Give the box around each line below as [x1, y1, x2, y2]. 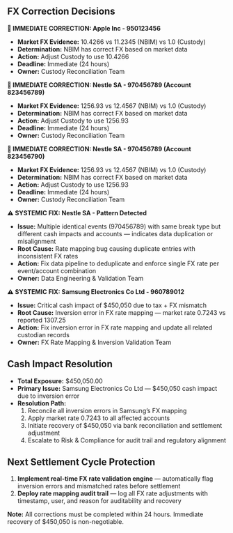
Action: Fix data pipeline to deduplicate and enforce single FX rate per [17, 259, 220, 268]
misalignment [17, 237, 56, 245]
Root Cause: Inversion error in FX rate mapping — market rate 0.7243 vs [17, 308, 226, 316]
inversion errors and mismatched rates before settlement [17, 482, 181, 490]
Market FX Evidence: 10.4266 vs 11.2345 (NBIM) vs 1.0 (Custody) [17, 38, 207, 46]
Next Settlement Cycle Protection [7, 456, 155, 468]
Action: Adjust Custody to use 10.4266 [17, 52, 129, 61]
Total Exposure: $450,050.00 [17, 376, 103, 385]
